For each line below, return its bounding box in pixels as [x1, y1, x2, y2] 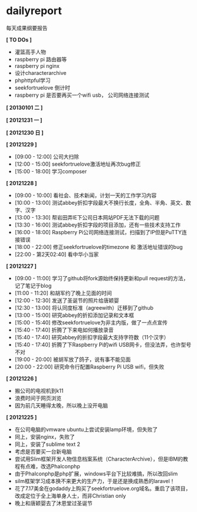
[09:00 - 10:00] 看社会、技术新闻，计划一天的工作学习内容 [14, 192, 157, 199]
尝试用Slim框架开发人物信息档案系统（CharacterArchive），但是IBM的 [14, 455, 183, 462]
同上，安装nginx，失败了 [14, 433, 75, 440]
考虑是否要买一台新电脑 [14, 448, 72, 455]
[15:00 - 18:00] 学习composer [14, 168, 87, 175]
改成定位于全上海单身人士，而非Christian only [14, 492, 126, 499]
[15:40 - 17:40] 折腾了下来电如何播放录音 [14, 326, 114, 333]
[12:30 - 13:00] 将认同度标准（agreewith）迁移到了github [14, 304, 153, 311]
